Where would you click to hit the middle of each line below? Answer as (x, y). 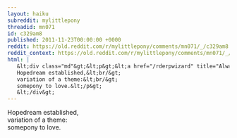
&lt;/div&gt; (36, 92)
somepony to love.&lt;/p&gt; (59, 86)
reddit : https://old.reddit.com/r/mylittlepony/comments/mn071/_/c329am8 (118, 46)
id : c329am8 (25, 33)
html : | (19, 60)
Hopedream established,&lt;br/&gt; (69, 73)
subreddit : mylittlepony (44, 20)
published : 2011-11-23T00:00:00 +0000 (64, 40)
